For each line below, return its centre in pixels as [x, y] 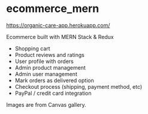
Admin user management [46, 74]
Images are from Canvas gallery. [46, 104]
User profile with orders [44, 61]
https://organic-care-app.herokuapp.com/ [58, 25]
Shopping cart [32, 48]
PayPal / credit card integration [53, 93]
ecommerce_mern [53, 9]
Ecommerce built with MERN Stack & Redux [60, 37]
